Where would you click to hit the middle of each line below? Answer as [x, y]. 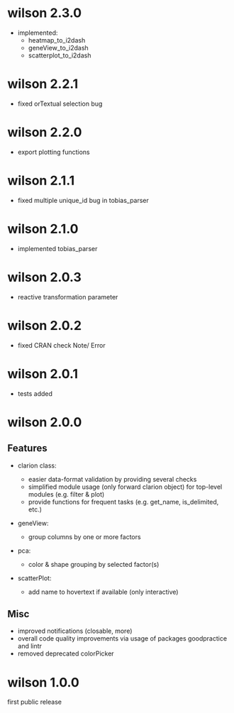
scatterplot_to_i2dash [60, 55]
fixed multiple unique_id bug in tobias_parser [83, 200]
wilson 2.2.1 [43, 84]
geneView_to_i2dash [58, 48]
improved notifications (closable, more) [75, 631]
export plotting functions [54, 152]
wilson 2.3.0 [45, 13]
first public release [35, 702]
